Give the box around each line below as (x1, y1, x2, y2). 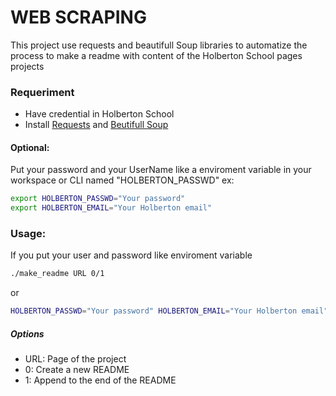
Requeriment (10, 85, 75, 99)
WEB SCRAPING (10, 6, 147, 29)
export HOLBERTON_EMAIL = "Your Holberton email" (10, 203, 213, 213)
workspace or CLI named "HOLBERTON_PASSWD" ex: (10, 174, 235, 186)
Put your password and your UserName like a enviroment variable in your (10, 164, 312, 176)
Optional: (10, 141, 50, 153)
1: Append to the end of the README (24, 374, 177, 386)
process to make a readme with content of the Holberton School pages (10, 49, 303, 61)
